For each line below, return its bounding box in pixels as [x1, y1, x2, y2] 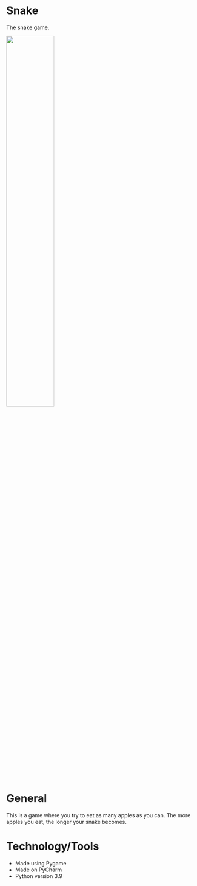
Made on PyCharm [15, 866, 62, 873]
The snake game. [6, 24, 50, 31]
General [6, 792, 47, 806]
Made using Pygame [15, 859, 67, 867]
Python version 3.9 [15, 872, 62, 879]
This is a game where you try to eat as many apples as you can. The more [6, 811, 191, 819]
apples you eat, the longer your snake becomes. [6, 818, 127, 825]
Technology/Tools [6, 840, 99, 853]
